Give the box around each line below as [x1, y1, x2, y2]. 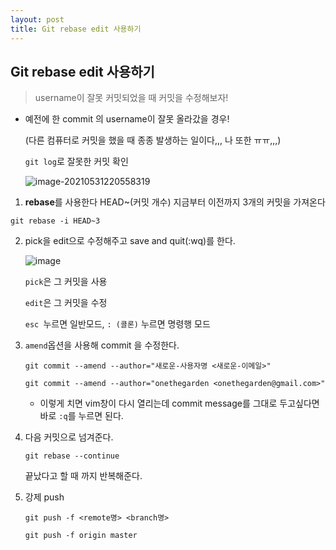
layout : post [10, 14, 65, 25]
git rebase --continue [24, 451, 120, 461]
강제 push [24, 491, 65, 503]
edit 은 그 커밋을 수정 [24, 297, 108, 309]
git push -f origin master [24, 531, 138, 541]
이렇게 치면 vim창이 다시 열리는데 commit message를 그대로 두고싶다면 [39, 397, 320, 410]
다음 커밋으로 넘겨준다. [24, 431, 114, 443]
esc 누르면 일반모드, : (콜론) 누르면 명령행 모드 [24, 318, 211, 330]
